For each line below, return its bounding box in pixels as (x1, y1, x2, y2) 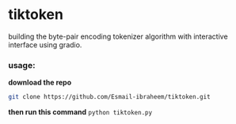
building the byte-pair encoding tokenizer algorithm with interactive (8, 32, 228, 41)
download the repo (8, 77, 72, 88)
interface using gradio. (8, 39, 82, 49)
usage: (8, 59, 36, 70)
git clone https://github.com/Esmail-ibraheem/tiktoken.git (8, 93, 211, 101)
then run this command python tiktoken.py (8, 107, 153, 117)
